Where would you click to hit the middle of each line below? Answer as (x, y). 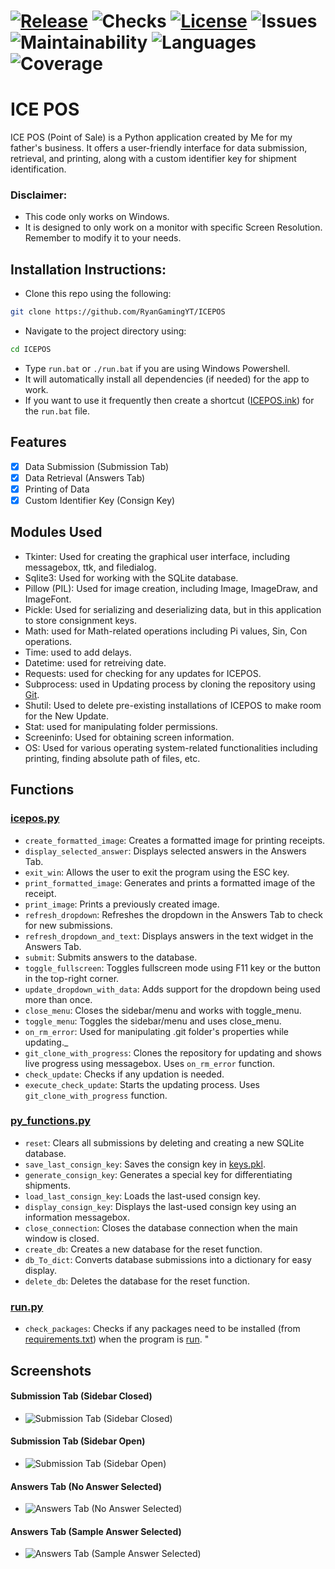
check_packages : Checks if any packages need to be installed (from (162, 1329)
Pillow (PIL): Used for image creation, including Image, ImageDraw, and (171, 588)
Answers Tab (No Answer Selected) (86, 1486)
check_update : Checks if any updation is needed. (124, 1074)
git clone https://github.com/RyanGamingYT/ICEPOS (118, 312)
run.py (27, 1307)
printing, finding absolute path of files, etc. (112, 758)
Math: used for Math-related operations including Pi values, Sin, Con (166, 631)
